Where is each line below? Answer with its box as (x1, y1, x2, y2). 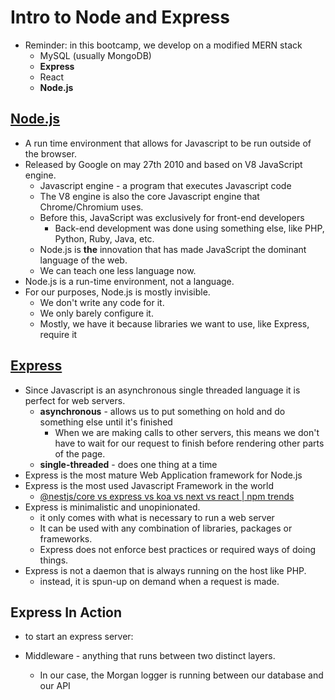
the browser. (24, 147, 77, 160)
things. (39, 554, 69, 566)
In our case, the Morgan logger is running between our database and (39, 669, 324, 681)
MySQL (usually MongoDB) (39, 49, 152, 61)
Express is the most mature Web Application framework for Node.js (24, 469, 303, 481)
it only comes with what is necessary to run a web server (39, 511, 275, 523)
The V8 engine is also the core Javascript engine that (39, 190, 260, 202)
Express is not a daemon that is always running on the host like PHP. (24, 564, 307, 576)
